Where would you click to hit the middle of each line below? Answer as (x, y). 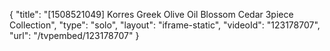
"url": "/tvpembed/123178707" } (74, 35)
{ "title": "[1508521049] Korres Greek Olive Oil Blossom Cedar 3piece (151, 14)
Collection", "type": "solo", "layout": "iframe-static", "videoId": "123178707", (165, 25)
